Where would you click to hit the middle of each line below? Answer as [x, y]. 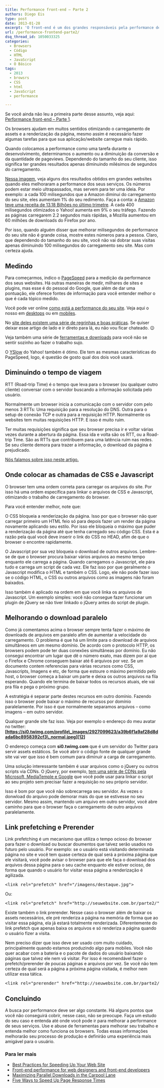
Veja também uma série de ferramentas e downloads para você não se [76, 337]
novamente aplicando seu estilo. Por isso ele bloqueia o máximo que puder [81, 526]
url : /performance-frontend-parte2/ [42, 32]
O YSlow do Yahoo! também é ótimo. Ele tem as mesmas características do [81, 352]
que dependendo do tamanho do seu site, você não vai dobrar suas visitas [80, 240]
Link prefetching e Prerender [50, 827]
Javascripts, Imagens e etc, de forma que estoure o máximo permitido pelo [81, 671]
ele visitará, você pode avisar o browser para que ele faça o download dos [80, 860]
